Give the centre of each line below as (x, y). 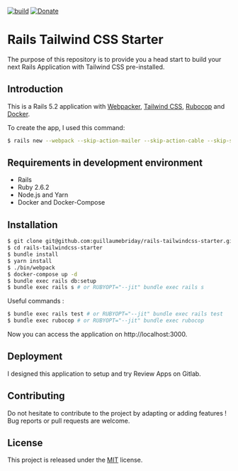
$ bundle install (33, 254)
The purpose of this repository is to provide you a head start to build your (114, 59)
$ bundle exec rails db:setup (52, 281)
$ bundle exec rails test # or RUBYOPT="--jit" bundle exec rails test (115, 314)
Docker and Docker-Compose (61, 202)
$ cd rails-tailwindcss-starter (55, 248)
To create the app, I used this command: (66, 127)
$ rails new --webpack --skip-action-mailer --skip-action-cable (106, 141)
